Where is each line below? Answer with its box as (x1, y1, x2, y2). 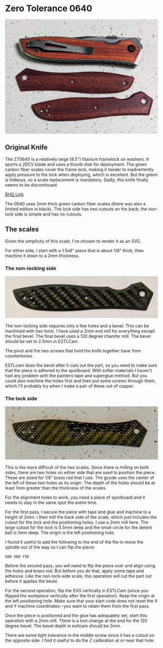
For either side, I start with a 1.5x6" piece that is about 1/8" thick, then (5, 247, 144, 253)
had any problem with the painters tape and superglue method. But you (5, 373, 147, 378)
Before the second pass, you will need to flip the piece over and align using (5, 563, 156, 569)
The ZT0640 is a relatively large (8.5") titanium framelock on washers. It (5, 156, 149, 162)
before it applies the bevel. (5, 579, 58, 584)
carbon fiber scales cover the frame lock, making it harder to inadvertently (5, 166, 154, 172)
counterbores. (5, 353, 33, 358)
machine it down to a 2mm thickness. (5, 253, 80, 258)
